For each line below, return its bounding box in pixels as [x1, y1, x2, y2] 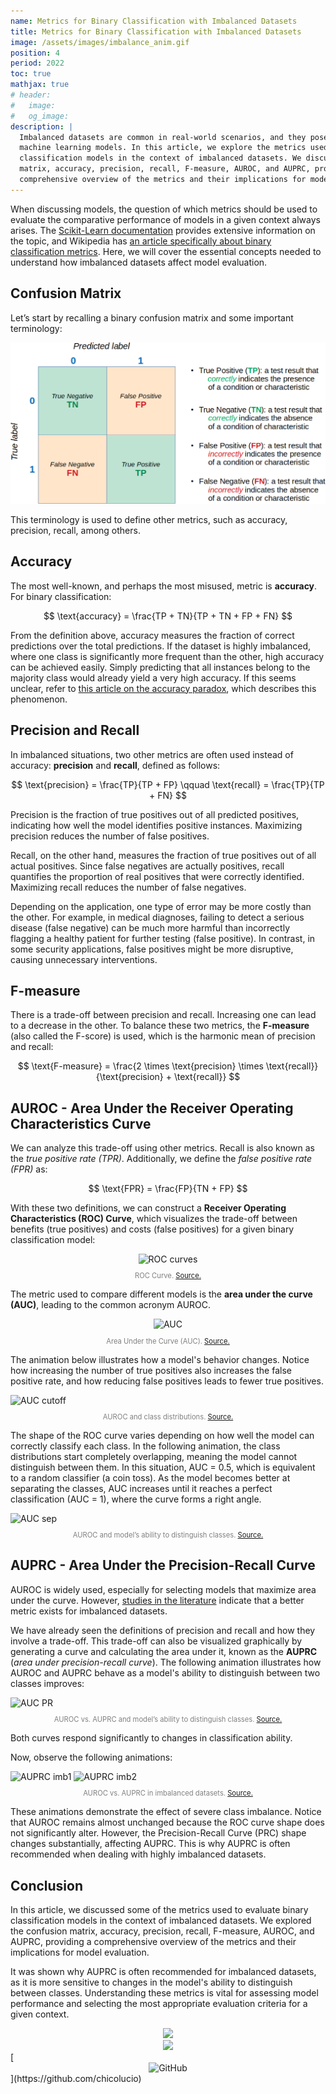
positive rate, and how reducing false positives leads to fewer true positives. [10, 1375, 324, 1387]
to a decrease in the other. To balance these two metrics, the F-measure [10, 1020, 310, 1032]
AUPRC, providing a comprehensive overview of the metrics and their [10, 1935, 297, 1947]
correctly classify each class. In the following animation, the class [10, 1440, 281, 1452]
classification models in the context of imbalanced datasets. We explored [10, 1914, 312, 1926]
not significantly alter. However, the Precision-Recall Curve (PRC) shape [10, 1827, 307, 1839]
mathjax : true [10, 80, 70, 90]
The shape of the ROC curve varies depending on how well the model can [10, 1429, 315, 1441]
